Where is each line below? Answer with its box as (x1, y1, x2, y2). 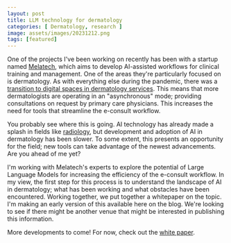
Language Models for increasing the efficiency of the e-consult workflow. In (7, 171, 224, 179)
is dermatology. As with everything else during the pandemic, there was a (7, 77, 218, 85)
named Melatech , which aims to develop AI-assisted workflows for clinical (7, 62, 220, 71)
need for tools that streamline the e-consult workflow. (7, 107, 161, 115)
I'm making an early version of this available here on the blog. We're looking (7, 200, 224, 208)
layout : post (7, 10, 45, 17)
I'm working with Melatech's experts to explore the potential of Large (7, 163, 205, 171)
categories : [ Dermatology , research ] (7, 23, 123, 30)
